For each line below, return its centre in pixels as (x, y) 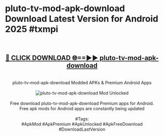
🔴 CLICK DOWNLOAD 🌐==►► (52, 58)
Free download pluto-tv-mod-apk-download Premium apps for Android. (82, 103)
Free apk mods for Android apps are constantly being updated (82, 108)
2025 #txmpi (32, 29)
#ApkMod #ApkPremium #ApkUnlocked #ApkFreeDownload (82, 124)
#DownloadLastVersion (82, 129)
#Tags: (82, 119)
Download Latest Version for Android (82, 19)
